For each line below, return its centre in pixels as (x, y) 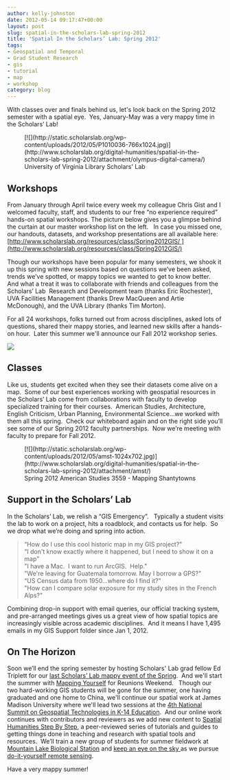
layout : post (26, 26)
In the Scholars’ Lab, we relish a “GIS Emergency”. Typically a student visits (115, 516)
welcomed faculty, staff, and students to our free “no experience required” (113, 212)
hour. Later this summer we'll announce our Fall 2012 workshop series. (117, 333)
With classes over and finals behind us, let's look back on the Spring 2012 (112, 110)
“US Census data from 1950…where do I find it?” (92, 580)
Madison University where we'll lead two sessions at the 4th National (105, 705)
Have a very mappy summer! (48, 769)
